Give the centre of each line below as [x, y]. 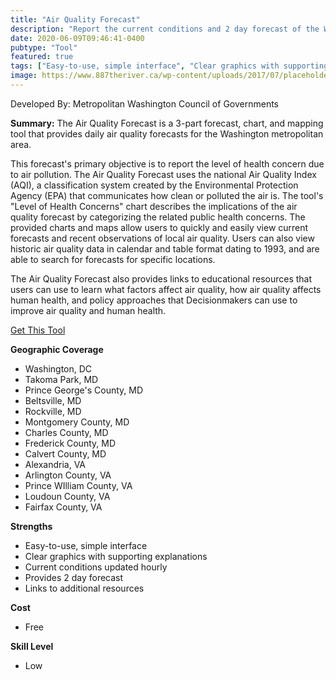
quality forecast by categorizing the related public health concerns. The [158, 217]
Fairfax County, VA [63, 507]
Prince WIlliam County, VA [78, 485]
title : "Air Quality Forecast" [75, 19]
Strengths [31, 526]
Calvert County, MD [65, 453]
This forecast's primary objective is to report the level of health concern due [167, 163]
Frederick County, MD [70, 443]
